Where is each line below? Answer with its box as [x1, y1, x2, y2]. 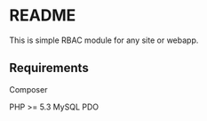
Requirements [9, 60, 89, 76]
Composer [9, 84, 48, 94]
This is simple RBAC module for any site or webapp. [9, 35, 199, 45]
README [9, 5, 76, 26]
